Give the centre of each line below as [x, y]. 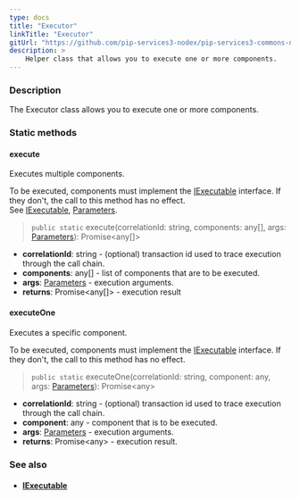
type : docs [29, 17]
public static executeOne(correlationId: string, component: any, [151, 377]
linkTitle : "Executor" [51, 34]
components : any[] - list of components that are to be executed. [141, 273]
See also [28, 464]
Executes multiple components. [67, 174]
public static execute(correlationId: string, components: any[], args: [158, 228]
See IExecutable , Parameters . [63, 210]
